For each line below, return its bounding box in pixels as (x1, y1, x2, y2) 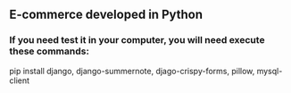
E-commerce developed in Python (9, 7, 204, 22)
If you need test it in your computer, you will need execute (9, 34, 265, 46)
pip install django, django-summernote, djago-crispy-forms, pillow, (9, 65, 255, 76)
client (9, 75, 29, 86)
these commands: (9, 45, 89, 57)
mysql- (256, 65, 283, 76)
